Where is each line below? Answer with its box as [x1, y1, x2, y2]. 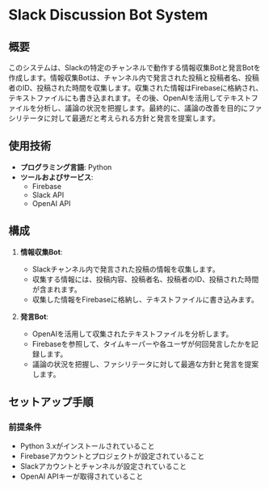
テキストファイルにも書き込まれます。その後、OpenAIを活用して [8, 93, 224, 103]
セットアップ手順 [8, 395, 94, 409]
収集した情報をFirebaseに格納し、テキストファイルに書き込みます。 [32, 294, 258, 304]
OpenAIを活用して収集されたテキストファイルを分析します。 [32, 329, 233, 339]
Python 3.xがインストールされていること [19, 441, 155, 451]
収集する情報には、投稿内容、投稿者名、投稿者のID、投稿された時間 [32, 274, 259, 284]
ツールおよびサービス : [19, 172, 94, 182]
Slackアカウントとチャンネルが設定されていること [19, 462, 187, 471]
